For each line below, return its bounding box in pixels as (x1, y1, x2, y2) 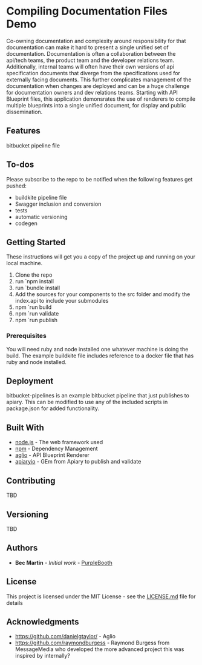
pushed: (6, 182, 27, 189)
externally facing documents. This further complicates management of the (6, 76, 192, 83)
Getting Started (6, 237, 66, 247)
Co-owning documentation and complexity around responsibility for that (6, 37, 186, 44)
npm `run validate (15, 310, 59, 317)
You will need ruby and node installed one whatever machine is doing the (6, 345, 189, 353)
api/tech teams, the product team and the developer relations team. (6, 56, 174, 64)
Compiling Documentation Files (6, 4, 168, 18)
